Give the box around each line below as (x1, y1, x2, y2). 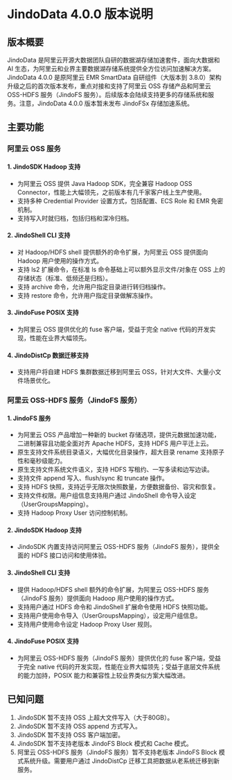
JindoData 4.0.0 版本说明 (7, 6, 154, 22)
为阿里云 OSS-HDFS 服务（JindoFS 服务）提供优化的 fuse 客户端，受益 (17, 654, 222, 662)
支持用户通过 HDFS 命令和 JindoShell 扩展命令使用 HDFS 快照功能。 (17, 602, 212, 611)
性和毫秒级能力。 (17, 457, 66, 465)
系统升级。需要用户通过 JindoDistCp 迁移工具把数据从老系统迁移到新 (23, 756, 220, 765)
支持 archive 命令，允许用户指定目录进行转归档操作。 (17, 282, 170, 291)
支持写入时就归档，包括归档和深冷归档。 (17, 214, 133, 222)
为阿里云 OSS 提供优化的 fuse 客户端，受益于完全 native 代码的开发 (17, 325, 210, 333)
